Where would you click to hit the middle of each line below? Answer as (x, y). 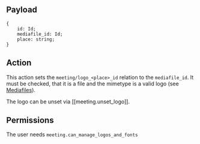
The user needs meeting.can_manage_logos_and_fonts (72, 134)
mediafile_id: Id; (40, 34)
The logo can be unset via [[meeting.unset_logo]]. (68, 102)
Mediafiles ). (21, 90)
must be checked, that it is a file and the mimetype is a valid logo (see (92, 84)
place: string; (36, 39)
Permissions (30, 120)
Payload (22, 10)
